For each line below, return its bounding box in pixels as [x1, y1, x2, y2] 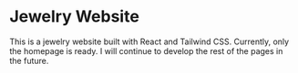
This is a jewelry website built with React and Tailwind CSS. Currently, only [9, 36, 290, 47]
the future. [9, 55, 49, 66]
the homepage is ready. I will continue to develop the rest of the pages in [9, 45, 283, 56]
